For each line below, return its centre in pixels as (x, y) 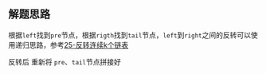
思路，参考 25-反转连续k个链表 (79, 45)
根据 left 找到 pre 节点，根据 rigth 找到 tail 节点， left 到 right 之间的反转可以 (129, 35)
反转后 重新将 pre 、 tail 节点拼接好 (65, 61)
